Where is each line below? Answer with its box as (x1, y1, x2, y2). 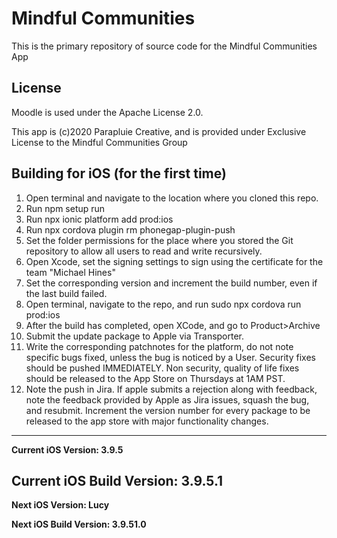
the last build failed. (25, 287, 108, 299)
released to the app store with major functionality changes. (25, 415, 269, 427)
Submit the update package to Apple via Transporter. (25, 330, 245, 342)
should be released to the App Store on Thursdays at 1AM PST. (25, 372, 286, 384)
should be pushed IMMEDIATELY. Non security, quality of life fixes (25, 362, 300, 374)
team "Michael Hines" (25, 266, 116, 278)
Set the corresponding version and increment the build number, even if (25, 277, 318, 289)
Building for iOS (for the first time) (11, 165, 227, 182)
